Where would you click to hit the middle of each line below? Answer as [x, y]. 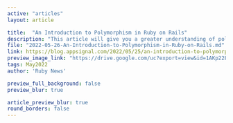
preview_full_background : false [54, 84]
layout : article [31, 20]
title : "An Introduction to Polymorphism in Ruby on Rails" [97, 32]
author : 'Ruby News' [37, 71]
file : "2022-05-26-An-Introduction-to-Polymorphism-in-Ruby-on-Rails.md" [116, 46]
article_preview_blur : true [48, 102]
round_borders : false [38, 109]
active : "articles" [35, 13]
